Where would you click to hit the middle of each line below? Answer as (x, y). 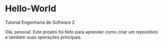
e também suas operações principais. (44, 37)
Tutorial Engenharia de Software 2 (40, 22)
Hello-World (31, 9)
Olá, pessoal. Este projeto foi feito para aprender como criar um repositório (82, 32)
